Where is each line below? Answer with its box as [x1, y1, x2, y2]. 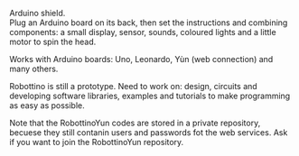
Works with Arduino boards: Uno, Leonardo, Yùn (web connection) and [9, 54, 274, 64]
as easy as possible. [9, 100, 86, 111]
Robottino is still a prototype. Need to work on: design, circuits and [9, 81, 257, 91]
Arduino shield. [9, 8, 66, 18]
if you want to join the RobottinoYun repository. [9, 137, 184, 147]
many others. [9, 63, 59, 74]
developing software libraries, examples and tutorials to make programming [9, 90, 291, 101]
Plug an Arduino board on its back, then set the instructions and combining [9, 17, 288, 28]
